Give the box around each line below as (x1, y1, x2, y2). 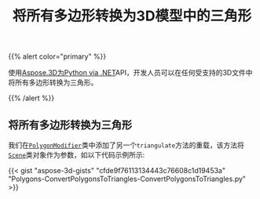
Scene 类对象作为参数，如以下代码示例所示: (8, 150, 145, 159)
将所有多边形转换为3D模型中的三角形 (12, 7, 252, 25)
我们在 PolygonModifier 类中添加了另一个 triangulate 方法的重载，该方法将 (8, 140, 245, 150)
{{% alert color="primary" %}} (8, 52, 107, 61)
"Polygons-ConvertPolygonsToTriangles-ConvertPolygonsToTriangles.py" (8, 174, 246, 183)
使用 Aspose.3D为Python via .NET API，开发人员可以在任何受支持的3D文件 (8, 68, 246, 78)
